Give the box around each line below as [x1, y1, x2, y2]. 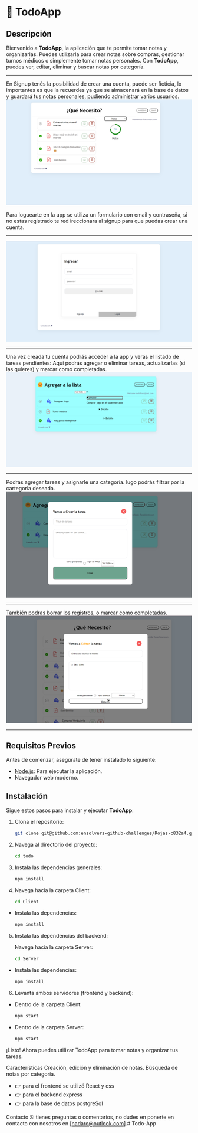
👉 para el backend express [14, 1091, 82, 1098]
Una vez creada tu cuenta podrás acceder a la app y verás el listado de [6, 353, 179, 360]
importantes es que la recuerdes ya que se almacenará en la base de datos [6, 87, 189, 93]
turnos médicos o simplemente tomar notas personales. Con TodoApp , [6, 57, 179, 64]
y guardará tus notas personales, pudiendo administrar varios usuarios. [6, 93, 180, 100]
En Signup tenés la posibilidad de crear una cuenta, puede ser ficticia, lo [6, 80, 182, 87]
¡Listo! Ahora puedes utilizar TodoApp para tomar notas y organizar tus [6, 1046, 179, 1053]
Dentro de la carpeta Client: [14, 1001, 82, 1008]
